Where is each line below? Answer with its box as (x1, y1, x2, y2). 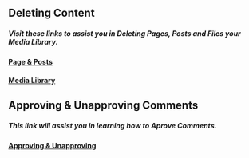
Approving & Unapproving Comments (8, 99, 199, 113)
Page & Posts (8, 57, 53, 67)
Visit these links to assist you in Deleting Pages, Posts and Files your (8, 28, 241, 38)
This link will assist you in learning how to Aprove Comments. (8, 120, 217, 130)
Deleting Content (8, 6, 95, 20)
